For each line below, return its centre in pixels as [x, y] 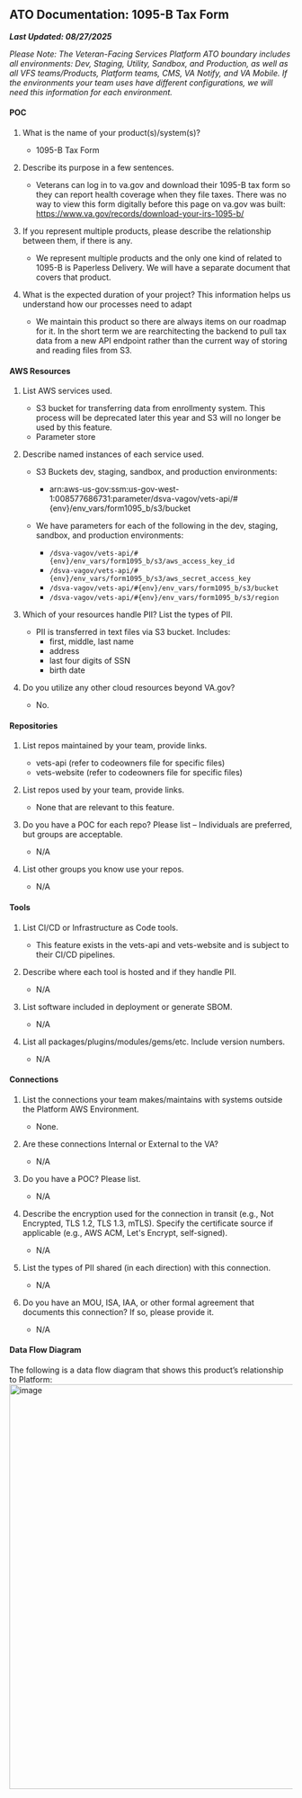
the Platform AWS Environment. [80, 1109]
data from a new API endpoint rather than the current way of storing [161, 341]
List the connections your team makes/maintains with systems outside [152, 1099]
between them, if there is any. [77, 241]
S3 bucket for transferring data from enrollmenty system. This [151, 408]
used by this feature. [74, 427]
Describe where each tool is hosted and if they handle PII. [129, 971]
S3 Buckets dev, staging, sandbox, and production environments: [156, 472]
